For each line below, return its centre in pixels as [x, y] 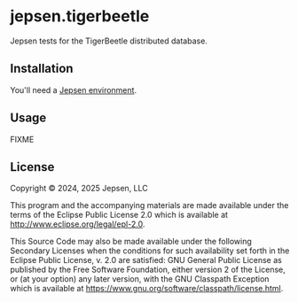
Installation [42, 69]
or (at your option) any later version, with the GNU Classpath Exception [140, 279]
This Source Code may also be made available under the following [131, 242]
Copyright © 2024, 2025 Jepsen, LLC [79, 189]
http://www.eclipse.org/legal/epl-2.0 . [78, 224]
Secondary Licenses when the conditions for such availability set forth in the [150, 251]
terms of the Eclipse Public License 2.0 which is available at [119, 215]
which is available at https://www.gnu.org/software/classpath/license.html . [147, 289]
